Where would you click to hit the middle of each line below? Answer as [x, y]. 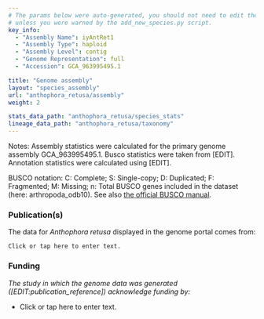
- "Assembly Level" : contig [61, 52]
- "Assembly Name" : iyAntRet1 [64, 37]
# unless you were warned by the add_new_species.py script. [110, 23]
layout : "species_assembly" [54, 88]
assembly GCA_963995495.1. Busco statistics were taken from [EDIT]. [122, 154]
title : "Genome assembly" [50, 80]
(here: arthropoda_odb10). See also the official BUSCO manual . [110, 194]
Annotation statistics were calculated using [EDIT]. [90, 163]
